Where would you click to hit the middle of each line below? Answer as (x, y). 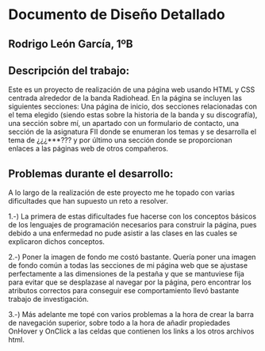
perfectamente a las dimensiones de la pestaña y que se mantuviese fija (126, 274)
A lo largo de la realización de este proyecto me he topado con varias (122, 193)
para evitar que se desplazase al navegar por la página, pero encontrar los (130, 282)
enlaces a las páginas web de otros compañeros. (88, 149)
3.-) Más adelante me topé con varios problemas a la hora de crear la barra (131, 315)
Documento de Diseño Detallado (117, 15)
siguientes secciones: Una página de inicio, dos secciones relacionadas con (133, 107)
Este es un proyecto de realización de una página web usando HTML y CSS (132, 90)
